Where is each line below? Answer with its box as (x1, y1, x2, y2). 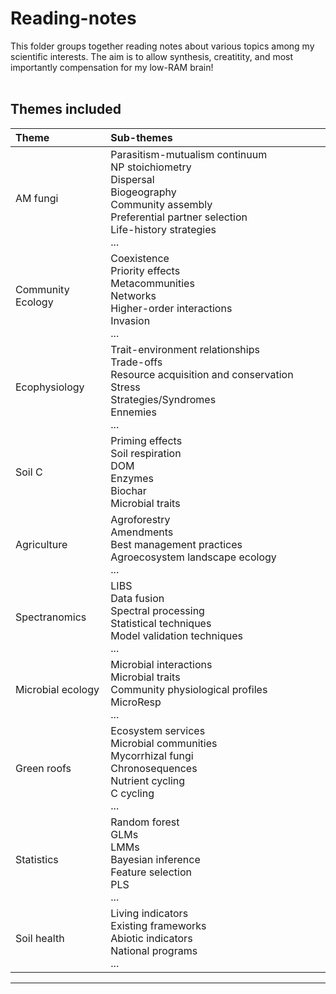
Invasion (110, 313, 151, 327)
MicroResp (110, 695, 162, 709)
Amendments (110, 525, 174, 539)
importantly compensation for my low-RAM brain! (10, 61, 214, 73)
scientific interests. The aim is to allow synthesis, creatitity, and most (10, 50, 294, 62)
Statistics (15, 852, 59, 866)
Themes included (10, 101, 122, 118)
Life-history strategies (110, 222, 217, 236)
